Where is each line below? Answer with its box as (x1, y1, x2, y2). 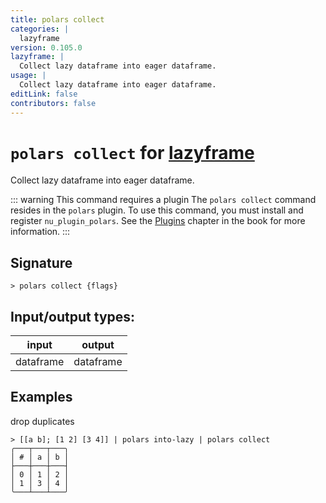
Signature (10, 254, 73, 271)
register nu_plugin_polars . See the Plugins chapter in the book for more (10, 215, 306, 227)
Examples (10, 389, 73, 406)
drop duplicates (10, 415, 75, 427)
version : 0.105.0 (10, 42, 83, 53)
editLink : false (10, 89, 78, 99)
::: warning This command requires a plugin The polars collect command (10, 194, 317, 206)
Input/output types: (10, 308, 136, 325)
